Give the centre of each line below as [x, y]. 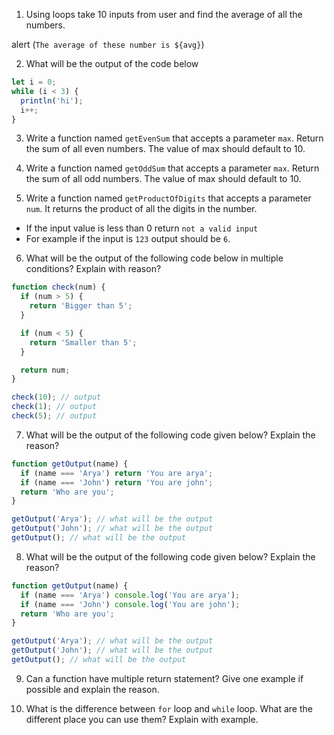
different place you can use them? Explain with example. [142, 719]
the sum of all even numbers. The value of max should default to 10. [165, 149]
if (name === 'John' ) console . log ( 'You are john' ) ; [130, 604]
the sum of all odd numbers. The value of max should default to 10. [163, 179]
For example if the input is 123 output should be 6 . [128, 239]
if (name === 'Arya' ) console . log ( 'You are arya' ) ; [130, 595]
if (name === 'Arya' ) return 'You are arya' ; [117, 473]
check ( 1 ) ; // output [54, 407]
